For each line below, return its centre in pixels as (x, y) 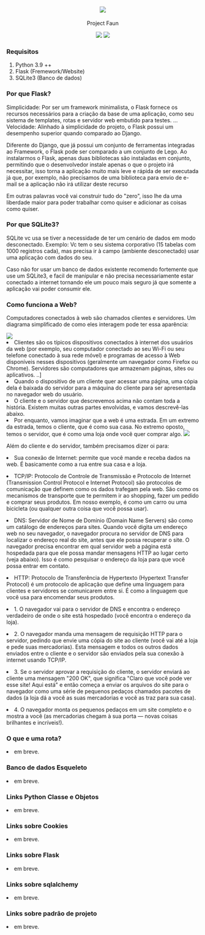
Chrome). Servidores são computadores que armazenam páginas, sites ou (100, 368)
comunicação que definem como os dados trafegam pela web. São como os (102, 489)
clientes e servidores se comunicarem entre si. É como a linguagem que (97, 591)
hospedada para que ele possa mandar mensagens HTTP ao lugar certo (97, 553)
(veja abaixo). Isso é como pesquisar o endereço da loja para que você (96, 560)
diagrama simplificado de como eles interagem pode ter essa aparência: (97, 325)
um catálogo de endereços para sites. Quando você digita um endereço (97, 527)
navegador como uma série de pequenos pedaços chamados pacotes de (99, 692)
